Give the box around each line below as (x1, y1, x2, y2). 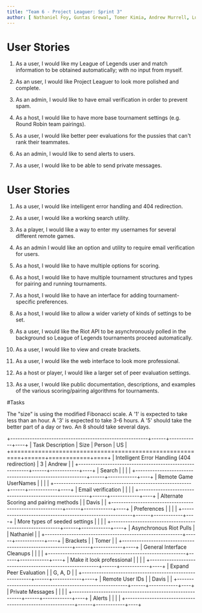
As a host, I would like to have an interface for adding (15, 292, 147, 299)
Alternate (160, 492, 183, 499)
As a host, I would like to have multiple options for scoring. (15, 262, 161, 269)
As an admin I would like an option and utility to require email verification (15, 244, 195, 251)
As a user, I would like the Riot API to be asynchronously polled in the (15, 328, 186, 335)
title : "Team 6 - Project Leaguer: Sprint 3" (7, 8, 122, 15)
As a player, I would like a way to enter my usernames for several (15, 226, 176, 233)
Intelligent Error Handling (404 (115, 454, 191, 462)
